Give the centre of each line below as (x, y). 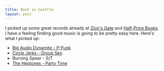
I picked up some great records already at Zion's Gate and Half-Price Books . (82, 28)
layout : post (18, 14)
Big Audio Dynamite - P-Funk (41, 48)
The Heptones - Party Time (40, 63)
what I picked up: (23, 38)
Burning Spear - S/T (32, 58)
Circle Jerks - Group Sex (37, 53)
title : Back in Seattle (29, 9)
